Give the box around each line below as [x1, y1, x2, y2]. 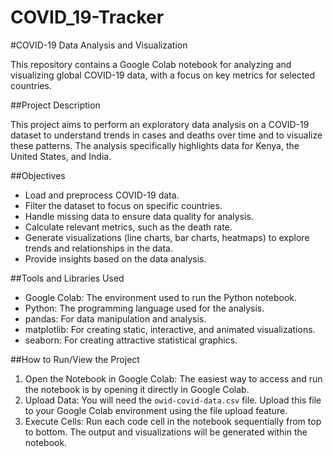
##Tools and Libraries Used [10, 272, 125, 284]
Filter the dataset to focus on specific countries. [24, 199, 223, 211]
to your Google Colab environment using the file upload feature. [24, 404, 288, 416]
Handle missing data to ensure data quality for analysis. [24, 210, 254, 222]
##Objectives [10, 169, 66, 181]
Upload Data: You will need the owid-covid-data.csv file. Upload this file [24, 394, 322, 406]
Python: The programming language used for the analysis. [24, 302, 265, 314]
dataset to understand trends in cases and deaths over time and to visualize [10, 129, 323, 141]
